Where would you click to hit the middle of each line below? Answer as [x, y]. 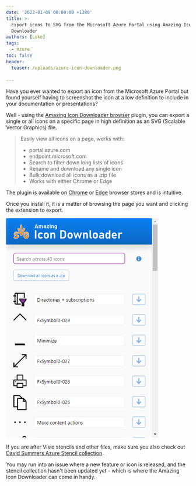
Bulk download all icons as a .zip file [73, 175]
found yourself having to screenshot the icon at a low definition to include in [97, 98]
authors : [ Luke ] [26, 37]
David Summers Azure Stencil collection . [55, 453]
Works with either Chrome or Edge [71, 181]
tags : [13, 43]
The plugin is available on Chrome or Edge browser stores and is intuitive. [94, 192]
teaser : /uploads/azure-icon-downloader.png [66, 68]
